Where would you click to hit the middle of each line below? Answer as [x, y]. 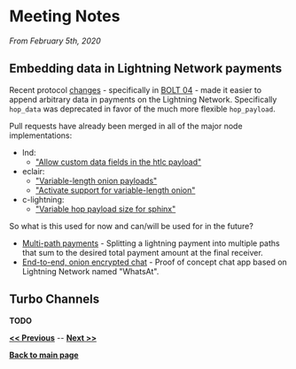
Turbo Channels [55, 300]
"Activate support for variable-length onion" [115, 190]
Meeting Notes [65, 16]
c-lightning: [43, 199]
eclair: [33, 171]
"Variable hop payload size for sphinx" [105, 209]
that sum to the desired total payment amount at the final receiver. [142, 252]
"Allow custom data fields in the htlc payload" [118, 162]
